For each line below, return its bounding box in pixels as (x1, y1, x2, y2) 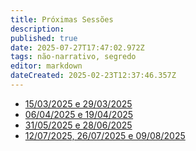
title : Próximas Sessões (10, 14, 114, 25)
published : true (10, 33, 78, 43)
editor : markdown (10, 61, 83, 71)
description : (10, 24, 65, 34)
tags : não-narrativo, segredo (10, 52, 137, 62)
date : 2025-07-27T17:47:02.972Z (10, 42, 145, 53)
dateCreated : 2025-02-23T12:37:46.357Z (10, 71, 177, 81)
